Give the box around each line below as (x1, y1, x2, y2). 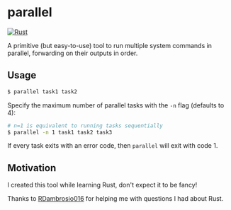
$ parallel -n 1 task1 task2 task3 (7, 129, 113, 136)
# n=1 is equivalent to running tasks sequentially (7, 122, 163, 129)
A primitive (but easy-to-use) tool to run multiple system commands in (7, 41, 213, 49)
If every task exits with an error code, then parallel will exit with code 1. (7, 141, 218, 150)
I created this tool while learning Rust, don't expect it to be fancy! (7, 181, 198, 189)
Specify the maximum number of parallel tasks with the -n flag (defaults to (7, 100, 225, 110)
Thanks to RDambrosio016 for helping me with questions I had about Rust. (7, 194, 224, 203)
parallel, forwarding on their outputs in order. (7, 49, 138, 57)
